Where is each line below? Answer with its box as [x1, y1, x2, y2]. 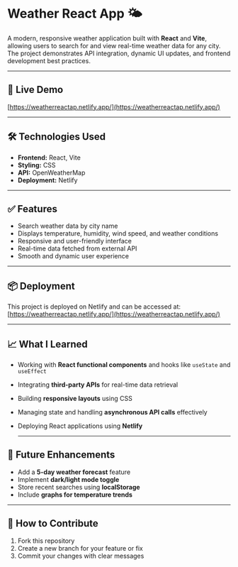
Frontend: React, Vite [17, 153, 81, 162]
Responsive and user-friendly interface [17, 237, 132, 246]
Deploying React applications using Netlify [17, 422, 143, 430]
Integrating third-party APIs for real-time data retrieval [17, 380, 178, 389]
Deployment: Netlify [17, 175, 78, 185]
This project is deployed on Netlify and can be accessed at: [7, 302, 181, 311]
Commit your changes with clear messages [17, 551, 144, 560]
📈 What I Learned [7, 338, 88, 350]
